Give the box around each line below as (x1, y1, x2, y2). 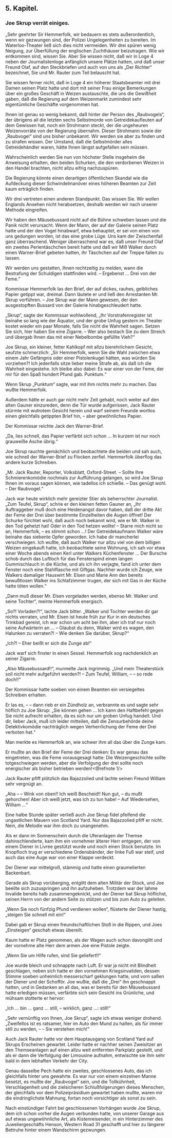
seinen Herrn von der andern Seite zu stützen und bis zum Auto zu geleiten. (5, 896, 166, 902)
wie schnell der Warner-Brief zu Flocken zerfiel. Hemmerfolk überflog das (5, 453, 162, 460)
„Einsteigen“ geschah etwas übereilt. (5, 927, 83, 933)
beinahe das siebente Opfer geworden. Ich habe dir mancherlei (5, 534, 139, 540)
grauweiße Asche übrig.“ (5, 438, 58, 444)
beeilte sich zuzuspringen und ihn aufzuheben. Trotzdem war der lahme (5, 885, 158, 891)
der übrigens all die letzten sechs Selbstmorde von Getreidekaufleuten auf (5, 117, 163, 123)
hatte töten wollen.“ (5, 583, 47, 589)
